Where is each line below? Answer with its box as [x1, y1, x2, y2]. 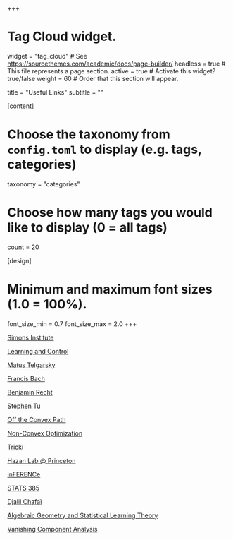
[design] [7, 256, 32, 265]
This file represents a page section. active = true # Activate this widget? [7, 66, 216, 75]
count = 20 [7, 243, 40, 251]
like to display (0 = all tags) [7, 220, 168, 236]
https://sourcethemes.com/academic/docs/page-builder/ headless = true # [7, 59, 226, 68]
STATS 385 [7, 484, 40, 492]
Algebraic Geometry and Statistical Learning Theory [7, 511, 158, 520]
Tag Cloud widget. [7, 29, 117, 44]
